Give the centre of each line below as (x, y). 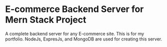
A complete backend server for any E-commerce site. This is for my (75, 33)
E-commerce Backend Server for (75, 9)
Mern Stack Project (46, 20)
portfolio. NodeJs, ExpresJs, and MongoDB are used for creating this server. (84, 39)
